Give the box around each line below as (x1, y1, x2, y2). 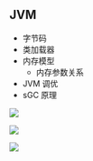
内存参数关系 (35, 66, 84, 77)
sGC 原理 (22, 89, 57, 100)
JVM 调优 (22, 77, 59, 89)
